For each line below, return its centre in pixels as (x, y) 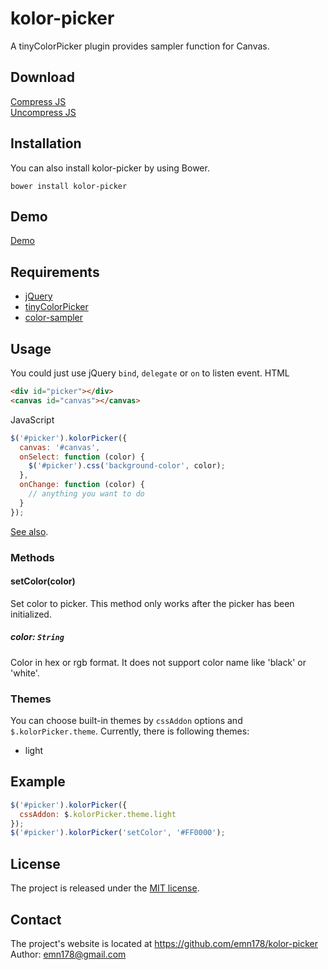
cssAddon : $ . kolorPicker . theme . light (98, 814)
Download (42, 77)
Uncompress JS (43, 112)
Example (38, 782)
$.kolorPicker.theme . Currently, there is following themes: (130, 731)
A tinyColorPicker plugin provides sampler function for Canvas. (140, 46)
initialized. (31, 614)
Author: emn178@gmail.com (68, 954)
